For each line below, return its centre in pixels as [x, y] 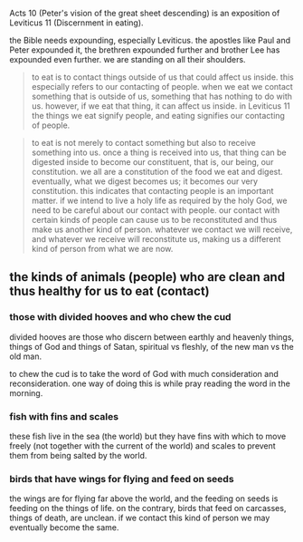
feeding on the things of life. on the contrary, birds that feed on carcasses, [148, 508]
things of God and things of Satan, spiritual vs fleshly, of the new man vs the [151, 346]
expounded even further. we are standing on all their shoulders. [128, 59]
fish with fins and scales [64, 416]
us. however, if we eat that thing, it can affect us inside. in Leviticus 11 [161, 106]
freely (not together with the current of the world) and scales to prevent [142, 445]
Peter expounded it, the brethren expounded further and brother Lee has [145, 50]
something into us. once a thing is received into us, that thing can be [159, 152]
